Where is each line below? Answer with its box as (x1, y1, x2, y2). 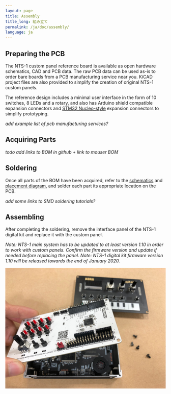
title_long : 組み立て (5, 19, 48, 24)
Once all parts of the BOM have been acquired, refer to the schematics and (5, 177, 163, 183)
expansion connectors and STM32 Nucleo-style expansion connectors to (5, 105, 159, 111)
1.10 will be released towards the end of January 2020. (5, 258, 121, 264)
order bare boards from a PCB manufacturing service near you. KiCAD (5, 73, 153, 80)
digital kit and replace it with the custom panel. (5, 232, 103, 238)
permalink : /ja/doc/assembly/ (5, 24, 70, 30)
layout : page (5, 8, 33, 13)
